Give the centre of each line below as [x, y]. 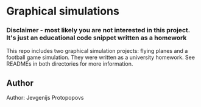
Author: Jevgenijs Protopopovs [45, 98]
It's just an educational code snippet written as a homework [97, 38]
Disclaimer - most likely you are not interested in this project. [98, 30]
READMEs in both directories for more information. [70, 64]
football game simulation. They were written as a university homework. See [100, 57]
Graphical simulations [63, 11]
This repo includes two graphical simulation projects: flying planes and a [97, 51]
